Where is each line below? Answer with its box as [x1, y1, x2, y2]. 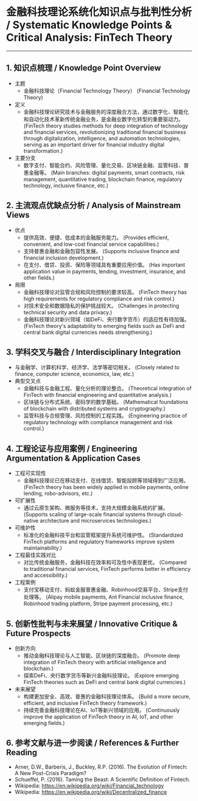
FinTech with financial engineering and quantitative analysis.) [23, 392, 172, 399]
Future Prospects [6, 628, 71, 638]
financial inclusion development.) [23, 254, 104, 261]
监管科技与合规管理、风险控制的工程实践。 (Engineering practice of [23, 412, 187, 419]
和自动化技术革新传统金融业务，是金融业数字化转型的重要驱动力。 [23, 116, 184, 123]
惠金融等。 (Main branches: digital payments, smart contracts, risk [23, 169, 185, 176]
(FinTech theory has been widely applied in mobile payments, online [23, 484, 189, 491]
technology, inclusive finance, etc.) [23, 182, 109, 189]
